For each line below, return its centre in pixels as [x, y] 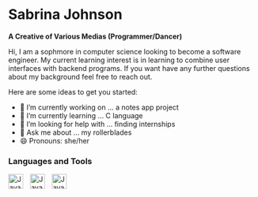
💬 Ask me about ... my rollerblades [76, 132]
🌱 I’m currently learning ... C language [82, 115]
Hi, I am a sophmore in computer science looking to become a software [125, 51]
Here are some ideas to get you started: [73, 91]
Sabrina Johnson [65, 15]
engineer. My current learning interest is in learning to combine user [119, 60]
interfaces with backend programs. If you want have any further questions [129, 68]
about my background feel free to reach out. [80, 76]
